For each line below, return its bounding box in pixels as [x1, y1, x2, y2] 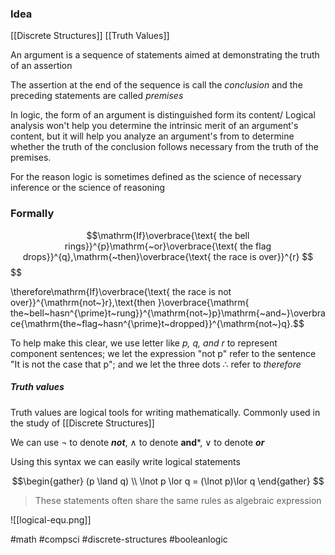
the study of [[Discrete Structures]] [10, 417, 155, 429]
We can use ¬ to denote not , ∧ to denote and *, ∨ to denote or [10, 436, 265, 448]
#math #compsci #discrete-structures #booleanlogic [10, 533, 228, 545]
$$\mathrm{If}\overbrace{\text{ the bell [86, 229, 250, 241]
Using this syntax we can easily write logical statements [10, 455, 241, 467]
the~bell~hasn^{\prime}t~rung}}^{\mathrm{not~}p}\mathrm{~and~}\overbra [10, 307, 326, 319]
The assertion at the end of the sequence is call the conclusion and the [10, 79, 303, 91]
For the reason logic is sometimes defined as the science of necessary [10, 171, 302, 183]
